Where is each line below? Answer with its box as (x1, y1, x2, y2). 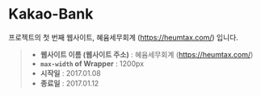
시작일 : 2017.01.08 (40, 68, 101, 77)
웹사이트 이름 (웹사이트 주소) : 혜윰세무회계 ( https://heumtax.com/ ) (40, 49, 254, 59)
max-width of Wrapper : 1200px (40, 58, 144, 69)
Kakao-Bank (8, 5, 94, 23)
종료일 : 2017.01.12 (40, 78, 99, 88)
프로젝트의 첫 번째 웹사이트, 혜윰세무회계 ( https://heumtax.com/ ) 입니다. (8, 32, 238, 42)
